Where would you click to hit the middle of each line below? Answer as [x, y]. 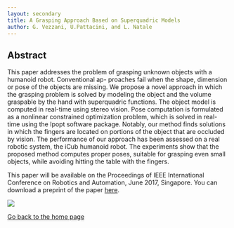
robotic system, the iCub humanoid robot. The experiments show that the [113, 147]
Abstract [27, 55]
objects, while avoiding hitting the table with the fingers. [89, 161]
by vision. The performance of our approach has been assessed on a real [113, 139]
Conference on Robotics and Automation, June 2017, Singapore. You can [112, 182]
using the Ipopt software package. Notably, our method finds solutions [124, 124]
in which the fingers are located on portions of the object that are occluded [116, 132]
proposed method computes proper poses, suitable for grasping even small [117, 154]
